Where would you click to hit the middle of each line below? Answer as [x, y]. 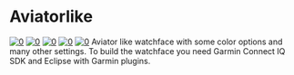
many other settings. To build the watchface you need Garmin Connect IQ [147, 51]
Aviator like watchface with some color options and [187, 42]
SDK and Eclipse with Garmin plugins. [80, 61]
